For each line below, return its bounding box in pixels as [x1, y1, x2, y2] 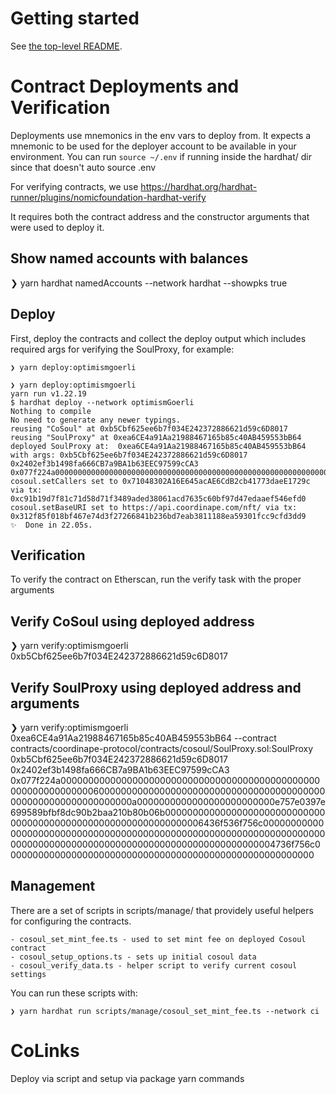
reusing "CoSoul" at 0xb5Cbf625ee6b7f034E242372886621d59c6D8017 [10, 423, 288, 434]
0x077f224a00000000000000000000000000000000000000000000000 [10, 774, 321, 786]
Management [10, 878, 96, 895]
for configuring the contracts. [10, 915, 132, 927]
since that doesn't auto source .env [10, 161, 157, 173]
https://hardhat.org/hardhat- [140, 180, 258, 192]
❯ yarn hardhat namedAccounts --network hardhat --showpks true [10, 277, 288, 289]
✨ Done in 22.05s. [10, 520, 93, 530]
